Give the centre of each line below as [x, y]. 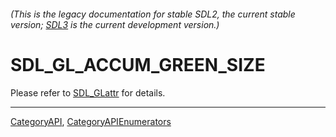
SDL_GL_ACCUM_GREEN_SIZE [138, 64]
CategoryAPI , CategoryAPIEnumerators [91, 121]
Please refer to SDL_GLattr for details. [88, 92]
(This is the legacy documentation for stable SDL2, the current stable [153, 14]
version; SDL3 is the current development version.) [115, 24]
